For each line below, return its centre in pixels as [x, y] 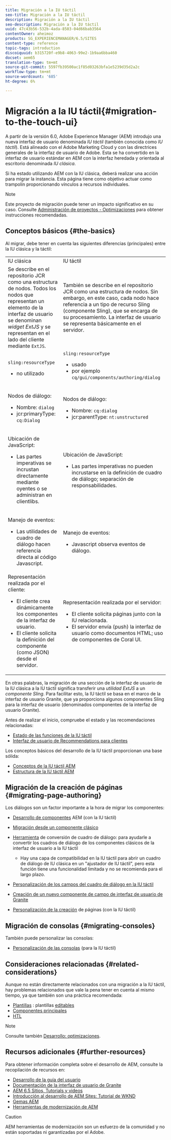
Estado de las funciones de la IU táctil [52, 735]
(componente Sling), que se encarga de [110, 311]
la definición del [35, 639]
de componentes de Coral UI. [106, 639]
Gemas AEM [26, 1101]
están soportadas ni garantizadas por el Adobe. [55, 1132]
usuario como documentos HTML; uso [117, 633]
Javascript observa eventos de [109, 544]
